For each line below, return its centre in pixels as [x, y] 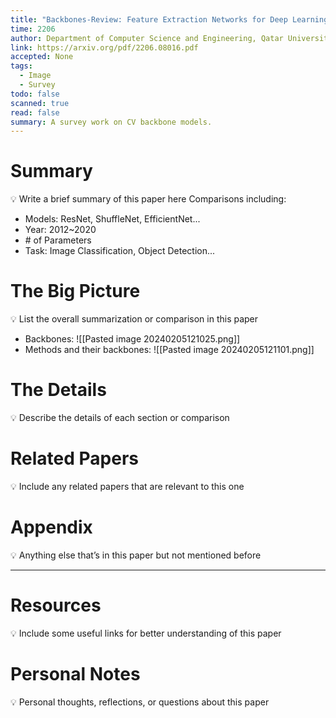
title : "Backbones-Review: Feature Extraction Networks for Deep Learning [169, 19]
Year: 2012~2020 [60, 230]
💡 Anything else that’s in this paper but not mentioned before [136, 555]
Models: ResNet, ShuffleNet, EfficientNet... [112, 219]
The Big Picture [75, 291]
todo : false [35, 94]
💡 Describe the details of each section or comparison [120, 418]
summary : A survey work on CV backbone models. [111, 122]
